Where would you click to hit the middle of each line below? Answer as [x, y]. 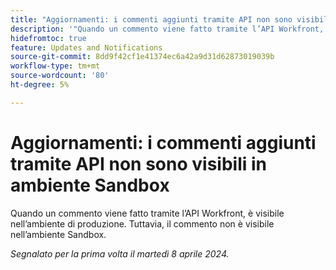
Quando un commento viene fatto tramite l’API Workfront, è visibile [147, 213]
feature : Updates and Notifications [86, 47]
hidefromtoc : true [48, 38]
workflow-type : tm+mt [55, 66]
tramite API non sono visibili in [138, 163]
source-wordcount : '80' [60, 76]
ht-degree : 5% [40, 85]
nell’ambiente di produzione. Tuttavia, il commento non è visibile [142, 223]
